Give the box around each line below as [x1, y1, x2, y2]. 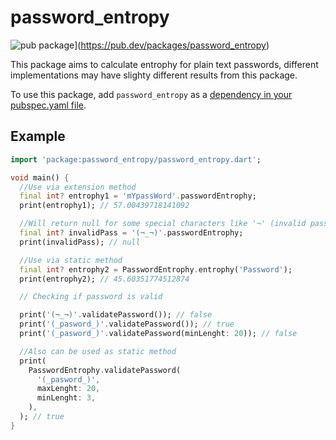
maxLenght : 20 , [36, 384, 101, 394]
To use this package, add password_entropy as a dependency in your [10, 88, 293, 100]
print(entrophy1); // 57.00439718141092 [19, 201, 190, 211]
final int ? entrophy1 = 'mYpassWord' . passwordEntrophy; [19, 191, 257, 201]
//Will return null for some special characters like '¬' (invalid [19, 219, 307, 229]
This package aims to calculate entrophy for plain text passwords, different [10, 58, 319, 70]
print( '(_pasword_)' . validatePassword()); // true [19, 319, 235, 330]
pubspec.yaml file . [10, 99, 87, 111]
